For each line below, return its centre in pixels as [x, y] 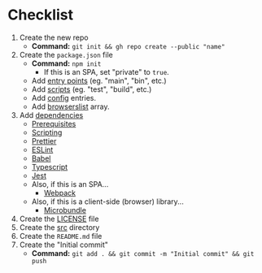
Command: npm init [66, 63]
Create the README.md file [61, 236]
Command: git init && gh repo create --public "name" [128, 45]
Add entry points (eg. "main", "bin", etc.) [99, 80]
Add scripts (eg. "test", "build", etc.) [92, 89]
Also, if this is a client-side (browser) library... [107, 201]
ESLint [42, 149]
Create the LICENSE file [59, 219]
